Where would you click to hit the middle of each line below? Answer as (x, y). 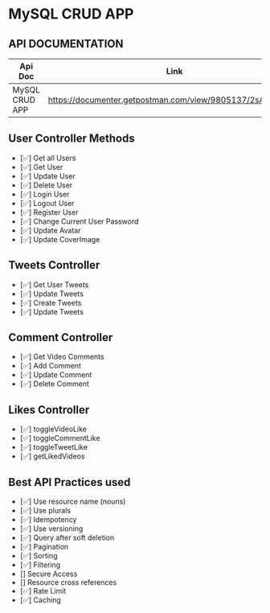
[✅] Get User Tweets (54, 284)
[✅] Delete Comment (55, 384)
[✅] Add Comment (51, 366)
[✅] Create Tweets (51, 302)
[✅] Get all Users (48, 158)
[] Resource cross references (68, 582)
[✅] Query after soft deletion (67, 538)
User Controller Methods (72, 139)
